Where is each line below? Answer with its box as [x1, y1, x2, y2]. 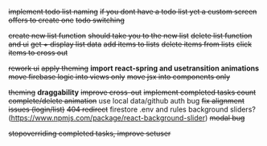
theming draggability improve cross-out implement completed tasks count [8, 87, 257, 97]
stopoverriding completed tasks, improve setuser [8, 128, 171, 138]
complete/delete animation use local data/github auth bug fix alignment [8, 96, 245, 105]
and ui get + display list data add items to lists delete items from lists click [8, 39, 252, 49]
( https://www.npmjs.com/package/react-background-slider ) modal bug [8, 113, 245, 123]
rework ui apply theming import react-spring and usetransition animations [8, 63, 260, 73]
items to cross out [8, 48, 68, 57]
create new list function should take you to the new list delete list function [8, 31, 253, 40]
